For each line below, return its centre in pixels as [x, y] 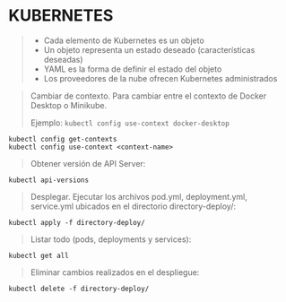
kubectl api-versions [49, 180]
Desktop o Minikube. [69, 105]
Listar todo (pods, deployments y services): [111, 239]
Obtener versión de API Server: [88, 163]
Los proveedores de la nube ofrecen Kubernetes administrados [160, 78]
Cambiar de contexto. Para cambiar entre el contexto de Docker [148, 96]
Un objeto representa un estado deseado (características [149, 49]
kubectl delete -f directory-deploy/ [79, 289]
